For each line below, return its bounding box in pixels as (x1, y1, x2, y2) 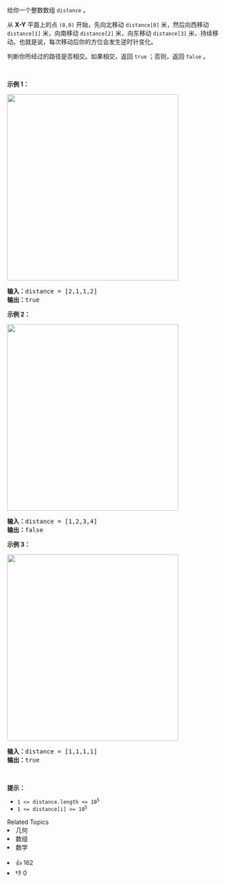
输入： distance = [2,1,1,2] (7, 287, 98, 295)
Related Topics (7, 818, 49, 826)
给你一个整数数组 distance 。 (7, 6, 90, 14)
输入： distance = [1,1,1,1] (7, 748, 98, 755)
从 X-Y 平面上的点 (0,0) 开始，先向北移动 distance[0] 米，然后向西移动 (7, 21, 209, 29)
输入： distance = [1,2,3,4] (7, 518, 98, 525)
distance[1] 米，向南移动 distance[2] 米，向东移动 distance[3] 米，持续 (7, 29, 213, 37)
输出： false (7, 527, 44, 533)
